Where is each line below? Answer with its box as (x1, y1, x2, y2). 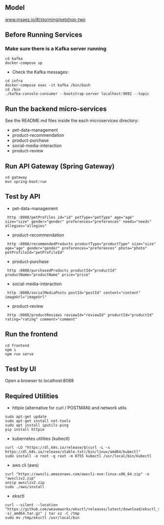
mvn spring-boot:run (5, 179, 47, 184)
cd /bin (5, 87, 21, 92)
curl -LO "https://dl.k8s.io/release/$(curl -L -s (5, 445, 110, 450)
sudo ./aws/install (5, 484, 45, 489)
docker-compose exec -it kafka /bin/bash (5, 83, 91, 88)
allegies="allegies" (5, 223, 47, 228)
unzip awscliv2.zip (5, 480, 45, 485)
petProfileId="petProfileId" (5, 250, 64, 255)
